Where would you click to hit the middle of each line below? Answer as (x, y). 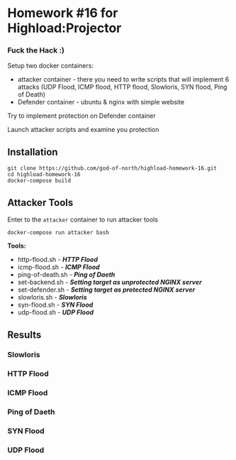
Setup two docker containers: (51, 66)
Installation (33, 152)
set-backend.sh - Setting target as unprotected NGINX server (109, 283)
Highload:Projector (64, 28)
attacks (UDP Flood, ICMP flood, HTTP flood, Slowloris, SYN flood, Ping (122, 87)
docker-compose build (39, 181)
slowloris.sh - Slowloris (52, 297)
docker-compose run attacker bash (58, 233)
